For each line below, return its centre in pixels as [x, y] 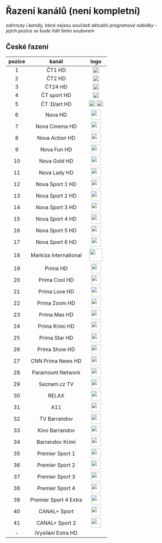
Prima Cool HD [56, 280]
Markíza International [56, 255]
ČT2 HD [56, 78]
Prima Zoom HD [56, 303]
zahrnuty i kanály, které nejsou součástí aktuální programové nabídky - [82, 25]
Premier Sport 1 [56, 454]
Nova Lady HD [56, 172]
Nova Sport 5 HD [56, 230]
